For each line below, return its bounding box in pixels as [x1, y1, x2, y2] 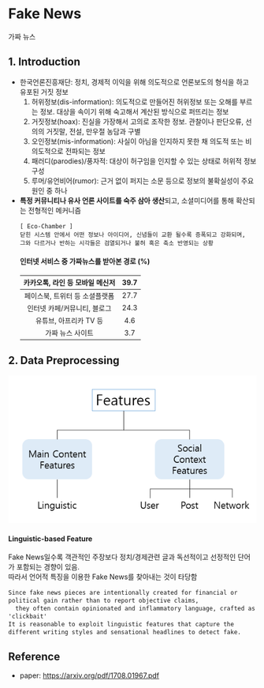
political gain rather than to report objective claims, [8, 597, 199, 605]
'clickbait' [8, 613, 47, 621]
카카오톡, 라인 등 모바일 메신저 [23, 278, 116, 288]
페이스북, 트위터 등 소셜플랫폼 [24, 291, 115, 300]
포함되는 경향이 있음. [16, 562, 80, 572]
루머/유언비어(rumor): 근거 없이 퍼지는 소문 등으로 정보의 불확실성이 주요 [31, 175, 255, 186]
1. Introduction [8, 55, 80, 69]
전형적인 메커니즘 [28, 205, 81, 215]
